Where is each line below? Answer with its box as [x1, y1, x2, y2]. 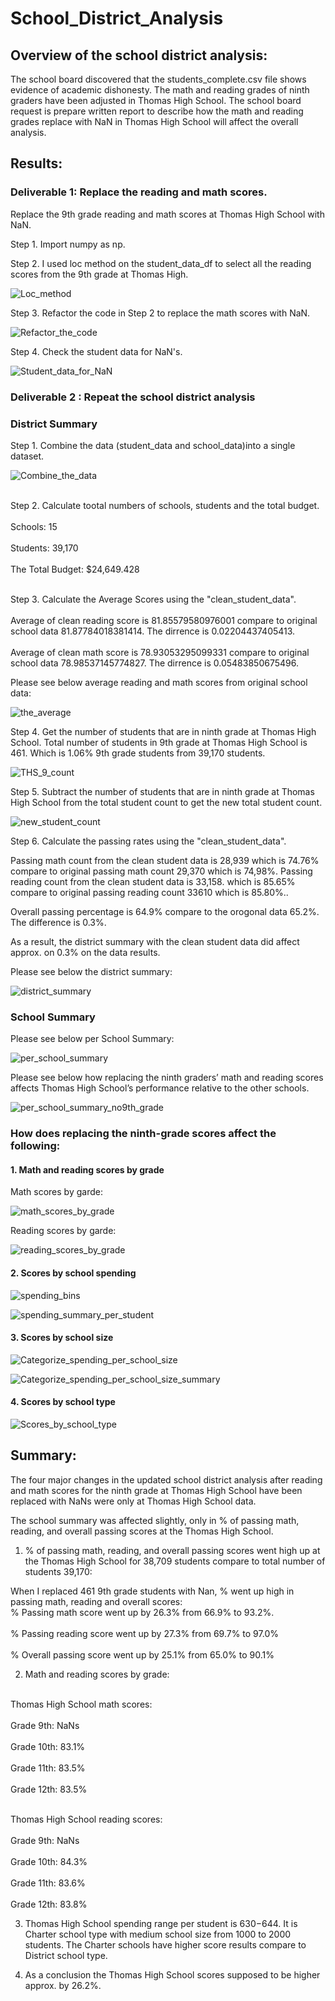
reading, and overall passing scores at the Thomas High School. [10, 1525, 274, 1537]
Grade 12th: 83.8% [10, 1898, 88, 1910]
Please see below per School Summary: [10, 1033, 175, 1045]
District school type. [24, 1949, 108, 1961]
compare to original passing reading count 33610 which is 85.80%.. [10, 886, 289, 898]
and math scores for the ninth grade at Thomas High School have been [10, 1484, 303, 1496]
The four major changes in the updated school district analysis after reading [10, 1473, 323, 1486]
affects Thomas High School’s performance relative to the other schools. [10, 1082, 310, 1094]
